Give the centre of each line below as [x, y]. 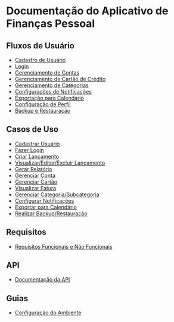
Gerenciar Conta [35, 175]
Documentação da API [42, 280]
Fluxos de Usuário [40, 46]
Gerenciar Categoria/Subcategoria [57, 194]
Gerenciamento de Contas [47, 72]
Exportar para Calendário [46, 207]
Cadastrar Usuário [37, 144]
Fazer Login [29, 150]
